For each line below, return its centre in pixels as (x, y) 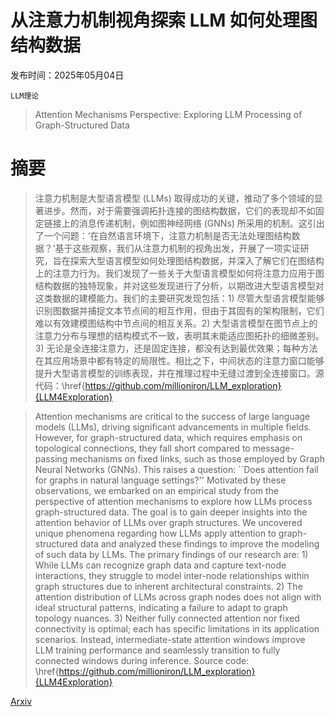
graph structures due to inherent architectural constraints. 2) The (168, 586)
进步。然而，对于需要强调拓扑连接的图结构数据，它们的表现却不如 (179, 210)
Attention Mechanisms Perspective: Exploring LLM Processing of (168, 114)
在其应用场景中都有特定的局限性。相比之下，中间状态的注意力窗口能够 (179, 360)
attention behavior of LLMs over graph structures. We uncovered (168, 522)
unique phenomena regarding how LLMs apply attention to (155, 533)
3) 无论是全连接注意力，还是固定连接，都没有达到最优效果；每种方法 (176, 348)
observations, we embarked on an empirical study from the (157, 490)
